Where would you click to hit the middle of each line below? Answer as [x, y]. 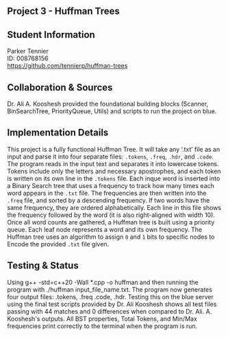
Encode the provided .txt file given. [58, 244]
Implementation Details [58, 133]
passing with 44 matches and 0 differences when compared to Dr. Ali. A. [110, 311]
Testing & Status [43, 266]
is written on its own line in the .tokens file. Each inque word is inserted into [114, 178]
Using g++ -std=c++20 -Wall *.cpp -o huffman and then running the [103, 282]
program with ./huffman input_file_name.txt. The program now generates [110, 289]
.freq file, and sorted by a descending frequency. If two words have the [109, 200]
